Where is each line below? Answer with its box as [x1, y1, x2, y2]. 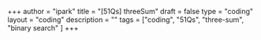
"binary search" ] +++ [7, 24, 80, 32]
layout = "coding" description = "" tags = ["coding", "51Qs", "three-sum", [7, 15, 244, 24]
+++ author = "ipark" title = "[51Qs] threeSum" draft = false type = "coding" [7, 7, 254, 16]
